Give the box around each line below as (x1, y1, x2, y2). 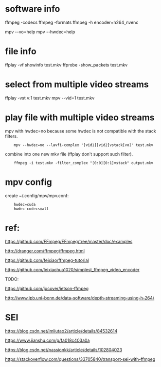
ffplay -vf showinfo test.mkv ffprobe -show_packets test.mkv (5, 62, 128, 67)
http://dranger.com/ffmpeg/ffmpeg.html (5, 248, 85, 253)
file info (5, 46, 36, 57)
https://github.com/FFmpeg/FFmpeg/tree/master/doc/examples (5, 238, 133, 244)
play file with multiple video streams (5, 112, 155, 123)
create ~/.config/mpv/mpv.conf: (5, 193, 69, 199)
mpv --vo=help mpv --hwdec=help (5, 29, 75, 34)
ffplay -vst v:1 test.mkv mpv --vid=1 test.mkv (5, 95, 95, 100)
